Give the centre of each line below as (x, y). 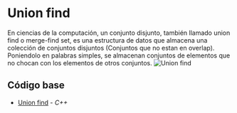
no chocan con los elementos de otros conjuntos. (80, 63)
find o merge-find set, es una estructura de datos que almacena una (107, 40)
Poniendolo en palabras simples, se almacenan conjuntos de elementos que (119, 55)
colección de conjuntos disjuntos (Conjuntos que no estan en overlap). (111, 48)
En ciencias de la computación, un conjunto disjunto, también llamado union (119, 33)
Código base (36, 86)
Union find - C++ (42, 102)
